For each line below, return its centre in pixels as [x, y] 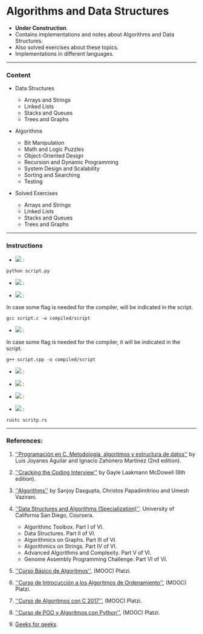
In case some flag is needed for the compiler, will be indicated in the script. [100, 307]
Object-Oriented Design [54, 156]
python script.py [28, 271]
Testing [33, 182]
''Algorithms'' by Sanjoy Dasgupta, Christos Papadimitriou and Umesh [102, 490]
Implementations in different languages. [64, 53]
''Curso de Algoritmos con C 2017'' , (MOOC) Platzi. [79, 601]
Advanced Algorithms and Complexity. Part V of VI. [88, 552]
